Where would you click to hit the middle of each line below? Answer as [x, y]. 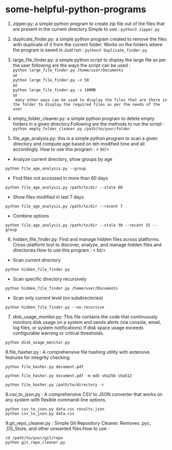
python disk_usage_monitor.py [38, 342]
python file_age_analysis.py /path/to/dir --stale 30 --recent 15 [78, 225]
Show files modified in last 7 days [48, 197]
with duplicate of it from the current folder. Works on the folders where [88, 44]
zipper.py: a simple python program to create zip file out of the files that [89, 24]
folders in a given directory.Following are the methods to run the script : [88, 124]
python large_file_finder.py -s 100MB [54, 90]
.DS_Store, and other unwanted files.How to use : [57, 428]
